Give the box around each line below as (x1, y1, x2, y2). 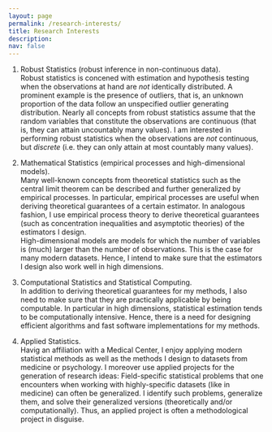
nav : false (8, 42, 45, 50)
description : (8, 34, 53, 43)
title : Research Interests (8, 27, 100, 35)
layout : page (8, 11, 53, 20)
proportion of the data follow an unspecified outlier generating (19, 99, 229, 109)
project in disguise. (19, 414, 84, 424)
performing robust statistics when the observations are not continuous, (19, 133, 259, 143)
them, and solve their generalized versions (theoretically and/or (19, 397, 233, 407)
